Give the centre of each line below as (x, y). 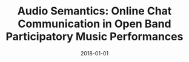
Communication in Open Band (94, 24)
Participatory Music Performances (94, 37)
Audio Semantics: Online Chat (94, 11)
